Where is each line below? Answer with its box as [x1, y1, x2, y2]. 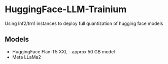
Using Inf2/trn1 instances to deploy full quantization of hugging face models [5, 20, 163, 26]
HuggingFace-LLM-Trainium [5, 4, 127, 15]
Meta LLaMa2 [12, 54, 41, 60]
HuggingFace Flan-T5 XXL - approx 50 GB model [12, 48, 115, 54]
